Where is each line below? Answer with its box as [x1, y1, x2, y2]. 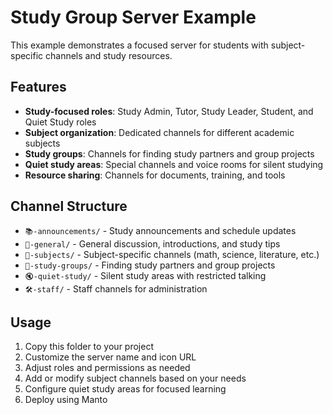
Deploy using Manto [24, 394, 108, 406]
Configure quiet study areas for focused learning [24, 383, 227, 395]
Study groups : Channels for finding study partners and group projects [24, 147, 315, 160]
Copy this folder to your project [24, 341, 154, 353]
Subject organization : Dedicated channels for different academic [24, 126, 295, 138]
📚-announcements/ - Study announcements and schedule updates [24, 224, 297, 236]
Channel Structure [10, 198, 128, 215]
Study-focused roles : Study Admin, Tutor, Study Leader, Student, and [24, 105, 314, 117]
